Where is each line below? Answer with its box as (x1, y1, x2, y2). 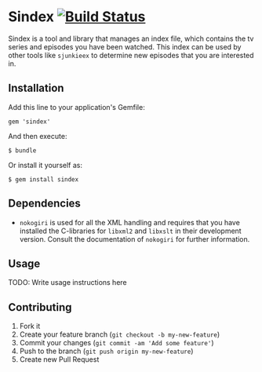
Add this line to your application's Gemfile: (8, 102, 145, 111)
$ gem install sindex (8, 175, 79, 184)
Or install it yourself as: (8, 160, 82, 170)
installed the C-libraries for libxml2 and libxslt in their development (19, 226, 242, 235)
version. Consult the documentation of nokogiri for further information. (19, 234, 250, 243)
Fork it (19, 322, 41, 331)
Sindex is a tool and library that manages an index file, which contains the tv (8, 34, 254, 43)
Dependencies (8, 197, 81, 210)
